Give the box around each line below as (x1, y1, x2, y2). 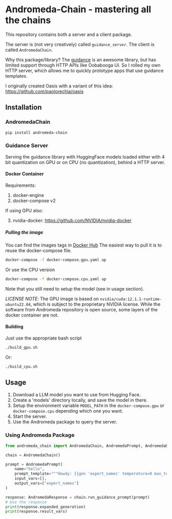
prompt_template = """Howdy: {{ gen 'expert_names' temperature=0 (14, 471, 153, 477)
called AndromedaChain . (5, 47, 53, 53)
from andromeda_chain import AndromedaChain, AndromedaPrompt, (5, 443, 143, 448)
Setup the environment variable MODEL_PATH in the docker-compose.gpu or (12, 402, 165, 409)
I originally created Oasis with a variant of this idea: (5, 83, 114, 89)
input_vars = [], (14, 476, 47, 481)
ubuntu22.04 (5, 302, 31, 307)
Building (5, 324, 24, 330)
